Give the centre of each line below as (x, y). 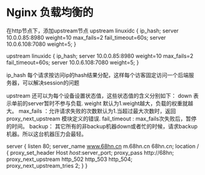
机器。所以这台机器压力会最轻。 (47, 134)
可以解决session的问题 (51, 83)
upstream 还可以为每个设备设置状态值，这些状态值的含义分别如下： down (99, 95)
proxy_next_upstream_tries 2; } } (47, 165)
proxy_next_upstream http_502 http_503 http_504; (69, 159)
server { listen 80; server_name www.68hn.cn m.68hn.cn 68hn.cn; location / (102, 146)
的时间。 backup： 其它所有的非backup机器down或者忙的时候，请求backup (102, 126)
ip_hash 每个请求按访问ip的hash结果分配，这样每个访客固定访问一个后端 (98, 75)
